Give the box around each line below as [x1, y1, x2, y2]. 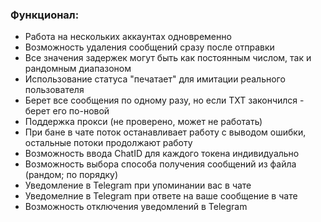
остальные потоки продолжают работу [24, 137, 193, 149]
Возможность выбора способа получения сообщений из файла [24, 158, 297, 170]
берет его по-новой [24, 105, 110, 117]
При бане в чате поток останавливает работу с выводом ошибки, [24, 126, 307, 138]
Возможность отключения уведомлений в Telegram [24, 201, 248, 213]
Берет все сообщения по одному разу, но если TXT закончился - [24, 94, 305, 107]
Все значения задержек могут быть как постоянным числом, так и [24, 52, 312, 64]
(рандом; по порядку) [24, 169, 119, 181]
